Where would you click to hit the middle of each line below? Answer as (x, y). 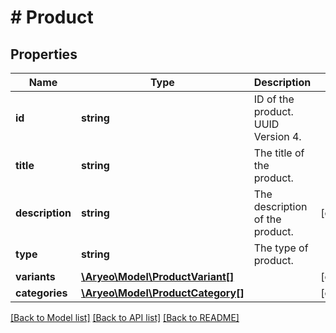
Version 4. (277, 136)
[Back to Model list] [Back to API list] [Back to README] (125, 317)
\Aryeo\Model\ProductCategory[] (162, 293)
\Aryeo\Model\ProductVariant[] (157, 276)
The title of (279, 153)
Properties (44, 54)
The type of (281, 248)
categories (41, 293)
